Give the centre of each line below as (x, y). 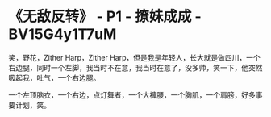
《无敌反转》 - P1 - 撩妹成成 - (105, 17)
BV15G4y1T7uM (63, 34)
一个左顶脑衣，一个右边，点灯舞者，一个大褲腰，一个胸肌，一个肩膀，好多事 (135, 94)
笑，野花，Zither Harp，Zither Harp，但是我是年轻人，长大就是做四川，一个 (134, 57)
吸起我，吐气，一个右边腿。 (54, 77)
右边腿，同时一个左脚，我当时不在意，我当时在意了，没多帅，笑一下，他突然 (135, 67)
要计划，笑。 (29, 105)
